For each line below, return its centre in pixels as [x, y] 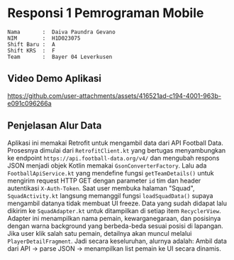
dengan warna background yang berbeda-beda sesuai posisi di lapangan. [115, 226]
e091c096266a [29, 103]
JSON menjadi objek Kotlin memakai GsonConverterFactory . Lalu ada [107, 166]
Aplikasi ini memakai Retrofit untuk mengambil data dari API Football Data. [115, 143]
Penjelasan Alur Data [55, 126]
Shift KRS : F [31, 50]
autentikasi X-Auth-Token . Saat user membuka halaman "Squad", [101, 188]
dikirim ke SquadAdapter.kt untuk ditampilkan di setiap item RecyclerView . [114, 210]
